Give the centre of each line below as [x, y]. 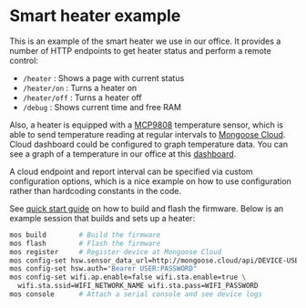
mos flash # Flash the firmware [85, 243]
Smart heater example [95, 16]
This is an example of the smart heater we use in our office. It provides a [145, 41]
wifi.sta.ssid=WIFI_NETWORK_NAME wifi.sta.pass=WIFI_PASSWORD [138, 286]
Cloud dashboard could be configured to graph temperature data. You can [149, 144]
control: [24, 60]
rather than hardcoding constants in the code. [96, 190]
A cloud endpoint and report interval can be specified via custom [131, 171]
